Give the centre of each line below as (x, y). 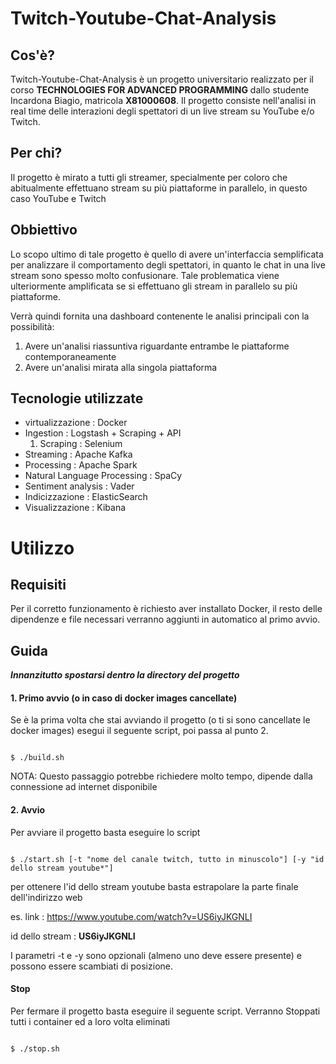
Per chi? (36, 153)
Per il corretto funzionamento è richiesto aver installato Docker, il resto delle (166, 609)
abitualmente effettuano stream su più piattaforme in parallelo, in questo (159, 188)
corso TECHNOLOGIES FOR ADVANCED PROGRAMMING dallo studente (160, 90)
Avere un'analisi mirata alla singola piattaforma (121, 367)
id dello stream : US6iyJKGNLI (73, 936)
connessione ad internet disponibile (84, 787)
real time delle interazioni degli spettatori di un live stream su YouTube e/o (162, 111)
